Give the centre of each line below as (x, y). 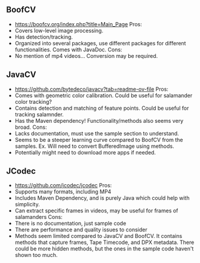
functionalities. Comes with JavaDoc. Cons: (68, 49)
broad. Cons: (31, 127)
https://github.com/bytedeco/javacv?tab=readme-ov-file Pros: (92, 89)
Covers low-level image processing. (59, 30)
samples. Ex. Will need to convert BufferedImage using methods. (94, 146)
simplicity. (27, 205)
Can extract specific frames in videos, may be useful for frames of (96, 211)
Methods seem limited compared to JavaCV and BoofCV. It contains (99, 236)
